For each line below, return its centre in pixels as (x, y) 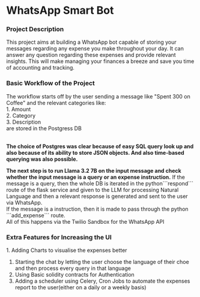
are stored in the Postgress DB (44, 128)
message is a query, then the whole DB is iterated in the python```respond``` (100, 183)
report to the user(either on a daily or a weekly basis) (80, 287)
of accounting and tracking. (41, 68)
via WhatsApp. (24, 202)
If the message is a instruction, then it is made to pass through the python (97, 209)
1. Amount (19, 109)
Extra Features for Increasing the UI (59, 237)
